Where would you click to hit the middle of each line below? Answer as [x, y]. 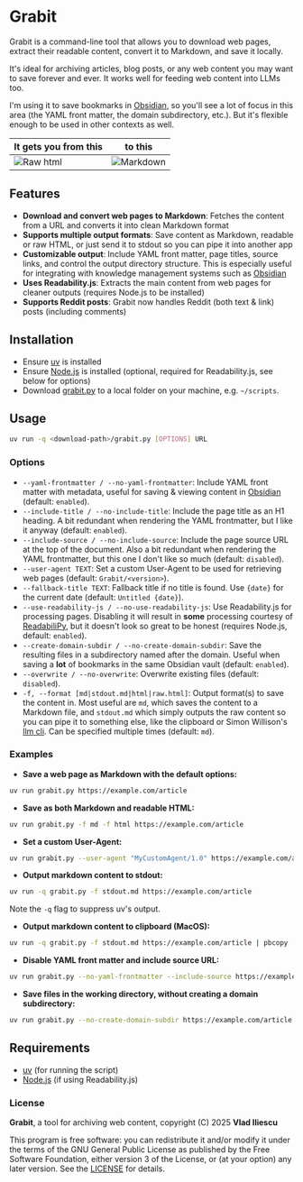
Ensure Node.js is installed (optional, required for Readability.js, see [147, 371]
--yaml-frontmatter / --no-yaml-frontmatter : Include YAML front [145, 482]
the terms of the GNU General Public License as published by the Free [140, 1150]
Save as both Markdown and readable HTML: [109, 808]
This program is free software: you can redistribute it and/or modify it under [150, 1140]
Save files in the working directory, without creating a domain [140, 994]
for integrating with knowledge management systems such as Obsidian [154, 273]
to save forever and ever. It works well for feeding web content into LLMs [145, 78]
